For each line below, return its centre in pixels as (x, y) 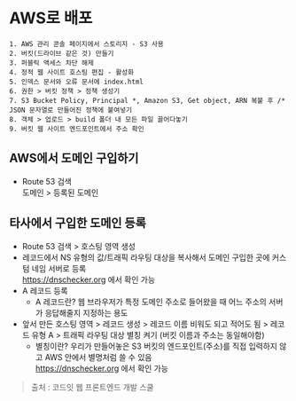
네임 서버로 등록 (59, 268)
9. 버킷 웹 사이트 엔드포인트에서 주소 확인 (77, 129)
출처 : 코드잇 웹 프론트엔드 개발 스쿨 (92, 387)
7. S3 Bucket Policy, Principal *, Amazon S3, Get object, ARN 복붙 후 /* (148, 100)
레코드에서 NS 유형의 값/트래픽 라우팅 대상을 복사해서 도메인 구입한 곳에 (146, 257)
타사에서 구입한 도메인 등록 (78, 223)
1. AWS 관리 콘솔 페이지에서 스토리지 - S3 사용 (86, 44)
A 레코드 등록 (45, 290)
